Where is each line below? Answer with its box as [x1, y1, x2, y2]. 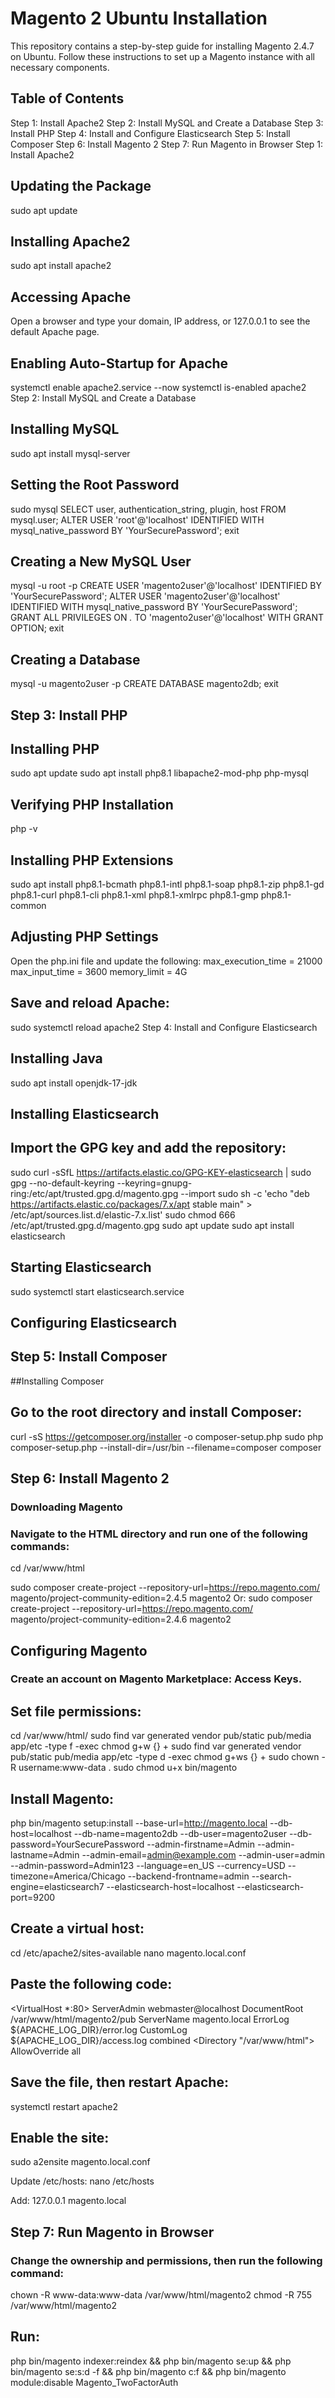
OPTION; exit [10, 622, 65, 634]
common [10, 900, 47, 912]
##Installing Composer [10, 1375, 105, 1387]
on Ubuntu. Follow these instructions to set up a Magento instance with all [10, 50, 315, 62]
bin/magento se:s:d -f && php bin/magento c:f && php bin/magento [10, 2365, 287, 2377]
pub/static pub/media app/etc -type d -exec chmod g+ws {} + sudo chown [10, 1751, 320, 1763]
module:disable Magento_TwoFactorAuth [10, 2376, 179, 2388]
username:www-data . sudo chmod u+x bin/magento [18, 1762, 238, 1774]
